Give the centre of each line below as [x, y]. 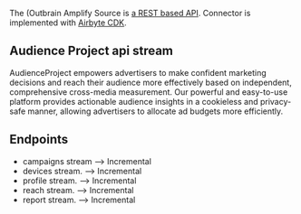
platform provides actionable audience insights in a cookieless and [134, 101]
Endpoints [39, 140]
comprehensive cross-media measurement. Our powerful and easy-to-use [149, 92]
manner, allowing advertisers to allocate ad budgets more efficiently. [155, 111]
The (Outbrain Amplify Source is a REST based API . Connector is [130, 13]
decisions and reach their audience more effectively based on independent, [150, 82]
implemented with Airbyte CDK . [68, 23]
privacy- [276, 101]
